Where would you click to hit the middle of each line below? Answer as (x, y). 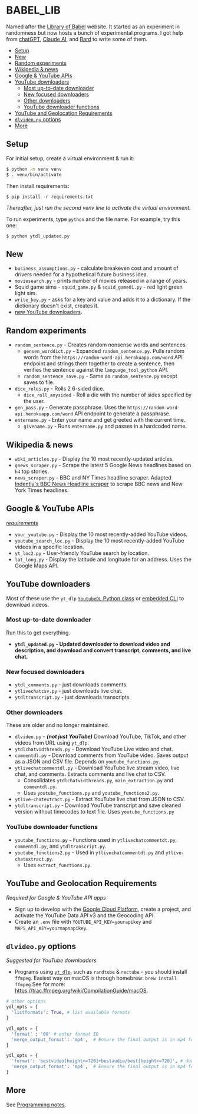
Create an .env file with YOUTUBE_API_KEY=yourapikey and (83, 921)
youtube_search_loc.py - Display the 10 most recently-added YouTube (99, 540)
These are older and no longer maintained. (58, 725)
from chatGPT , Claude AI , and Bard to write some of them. (77, 39)
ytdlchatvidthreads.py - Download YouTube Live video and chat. (94, 749)
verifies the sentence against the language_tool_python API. (96, 370)
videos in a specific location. (49, 547)
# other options (26, 1001)
